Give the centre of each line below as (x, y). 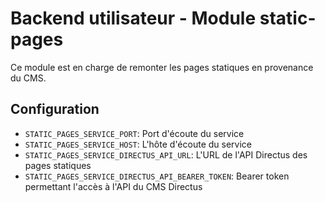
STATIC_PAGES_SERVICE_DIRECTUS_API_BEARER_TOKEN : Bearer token (157, 176)
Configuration (55, 109)
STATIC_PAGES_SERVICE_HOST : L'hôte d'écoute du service (138, 144)
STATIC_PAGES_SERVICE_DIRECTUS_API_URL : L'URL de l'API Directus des (166, 154)
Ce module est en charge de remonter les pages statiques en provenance (162, 67)
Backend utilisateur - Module (133, 18)
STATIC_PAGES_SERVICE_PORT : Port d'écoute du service (134, 133)
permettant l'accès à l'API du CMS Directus (113, 186)
